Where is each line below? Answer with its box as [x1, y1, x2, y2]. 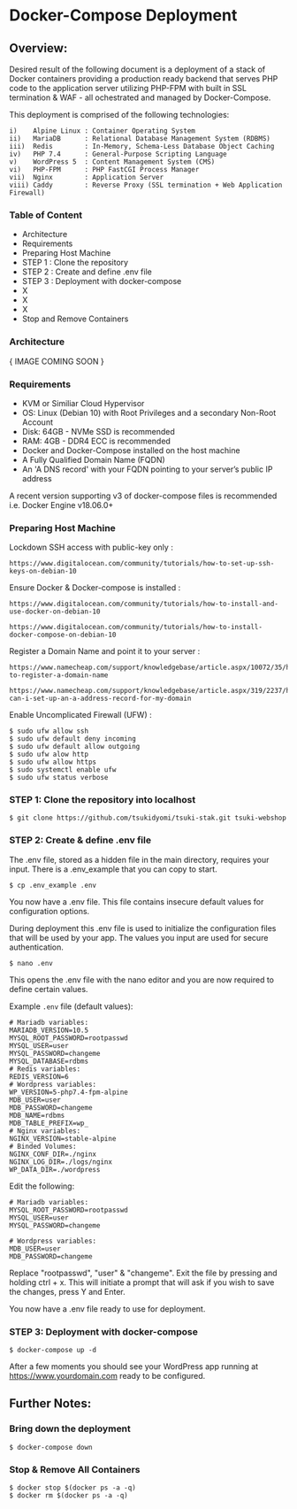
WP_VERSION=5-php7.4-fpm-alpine [9, 1088, 128, 1097]
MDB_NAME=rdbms [9, 1111, 65, 1120]
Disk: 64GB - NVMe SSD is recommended [21, 426, 175, 436]
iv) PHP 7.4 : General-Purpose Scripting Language [9, 150, 227, 158]
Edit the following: [9, 1181, 75, 1191]
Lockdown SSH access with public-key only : [9, 542, 174, 553]
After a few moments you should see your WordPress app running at [9, 1361, 259, 1372]
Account [21, 417, 53, 427]
